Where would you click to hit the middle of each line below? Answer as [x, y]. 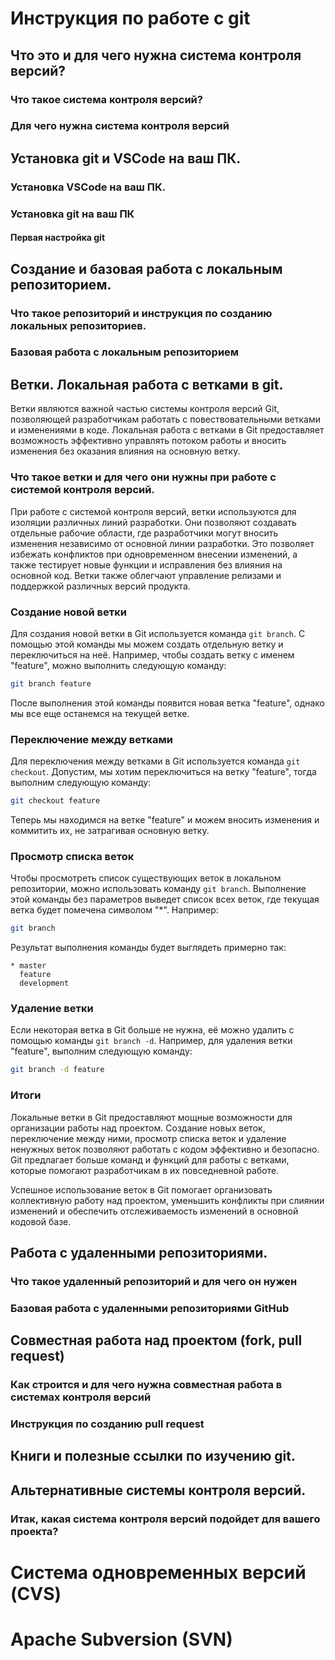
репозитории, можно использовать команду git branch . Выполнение [158, 889]
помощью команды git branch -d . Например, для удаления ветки [151, 1041]
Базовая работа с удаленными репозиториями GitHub [150, 1308]
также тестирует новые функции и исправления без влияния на [146, 564]
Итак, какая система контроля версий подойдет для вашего [165, 1519]
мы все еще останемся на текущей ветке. [100, 713]
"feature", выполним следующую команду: [101, 1051]
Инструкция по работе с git [130, 18]
